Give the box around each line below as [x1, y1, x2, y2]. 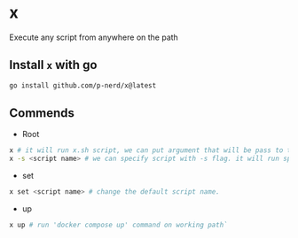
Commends [9, 105, 75, 121]
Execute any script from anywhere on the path [9, 32, 179, 42]
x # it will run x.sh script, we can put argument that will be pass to [9, 146, 284, 155]
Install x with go [9, 58, 98, 73]
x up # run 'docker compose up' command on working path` [9, 220, 228, 230]
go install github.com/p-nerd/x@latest [9, 81, 157, 90]
